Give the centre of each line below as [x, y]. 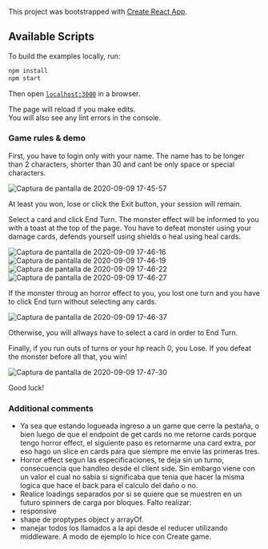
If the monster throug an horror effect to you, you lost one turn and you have [134, 293]
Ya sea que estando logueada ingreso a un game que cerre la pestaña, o [140, 426]
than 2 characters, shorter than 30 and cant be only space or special [122, 164]
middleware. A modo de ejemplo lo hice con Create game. [116, 537]
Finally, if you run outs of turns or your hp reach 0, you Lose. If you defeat [130, 348]
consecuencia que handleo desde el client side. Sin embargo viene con [138, 469]
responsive [38, 511]
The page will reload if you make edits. [72, 109]
